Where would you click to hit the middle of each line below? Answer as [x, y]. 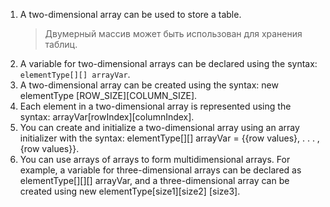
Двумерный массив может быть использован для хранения [173, 33]
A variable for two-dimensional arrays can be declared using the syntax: [168, 63]
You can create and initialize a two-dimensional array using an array [159, 127]
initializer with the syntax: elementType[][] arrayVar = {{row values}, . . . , [169, 138]
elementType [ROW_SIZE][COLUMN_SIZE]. [108, 95]
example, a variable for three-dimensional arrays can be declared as [160, 170]
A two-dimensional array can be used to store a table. [130, 14]
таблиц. [61, 44]
